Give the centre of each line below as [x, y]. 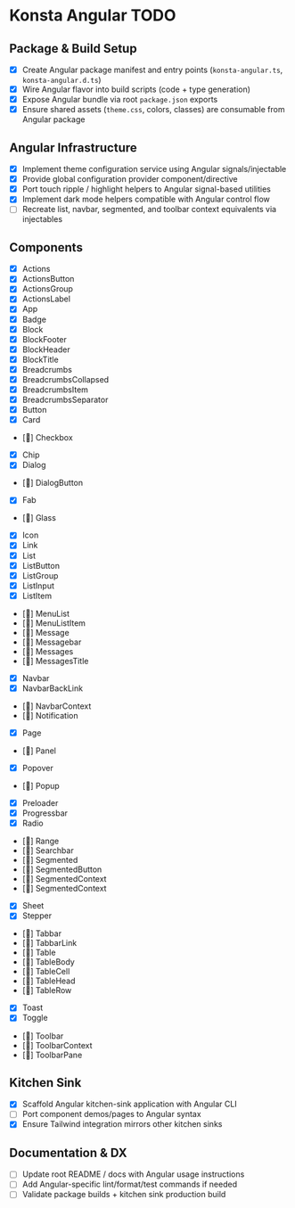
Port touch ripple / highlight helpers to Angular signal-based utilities [147, 189]
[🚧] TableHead [49, 981]
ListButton [41, 565]
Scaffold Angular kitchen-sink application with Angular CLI [130, 1104]
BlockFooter [44, 339]
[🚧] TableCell [46, 972]
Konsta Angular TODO [93, 16]
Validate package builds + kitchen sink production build [124, 1195]
